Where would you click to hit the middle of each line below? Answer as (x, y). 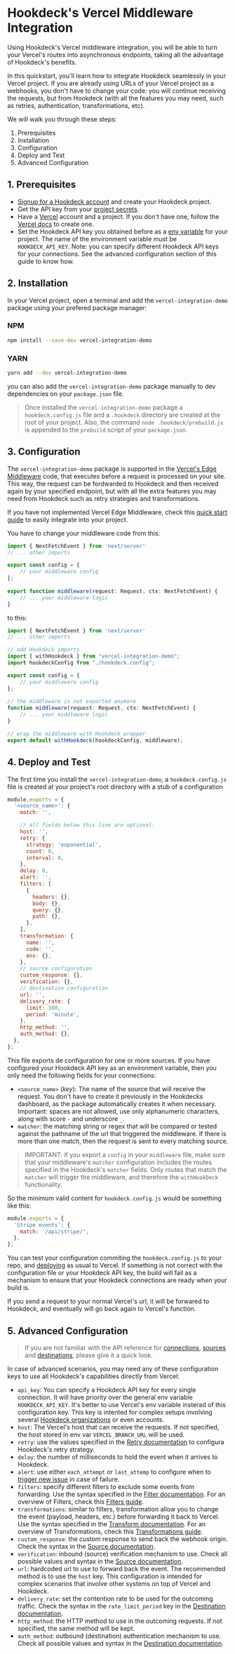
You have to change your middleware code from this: (84, 533)
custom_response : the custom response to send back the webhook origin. (122, 1539)
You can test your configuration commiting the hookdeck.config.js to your (115, 1258)
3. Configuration (44, 452)
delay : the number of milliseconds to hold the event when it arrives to (117, 1457)
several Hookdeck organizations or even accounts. (91, 1420)
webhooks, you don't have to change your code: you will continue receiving (117, 91)
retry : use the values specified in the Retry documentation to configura (121, 1442)
